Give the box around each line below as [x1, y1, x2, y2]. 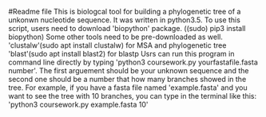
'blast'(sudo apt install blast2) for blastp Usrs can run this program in [8, 49, 235, 58]
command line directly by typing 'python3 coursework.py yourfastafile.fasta [8, 57, 258, 67]
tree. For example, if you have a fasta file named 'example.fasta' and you [8, 83, 248, 92]
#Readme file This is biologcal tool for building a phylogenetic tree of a [8, 7, 241, 16]
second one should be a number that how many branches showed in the [8, 75, 247, 84]
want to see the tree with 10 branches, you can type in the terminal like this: [8, 92, 257, 100]
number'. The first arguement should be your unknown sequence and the [8, 66, 249, 75]
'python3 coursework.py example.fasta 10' [8, 99, 149, 109]
